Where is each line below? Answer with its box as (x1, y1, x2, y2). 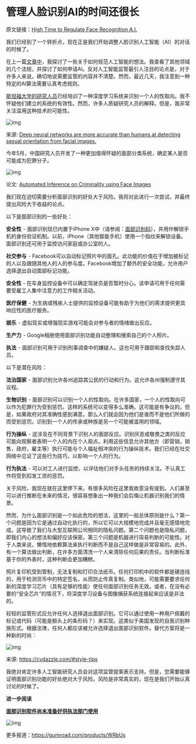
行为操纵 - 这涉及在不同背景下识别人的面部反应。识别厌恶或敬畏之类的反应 (6, 430, 185, 437)
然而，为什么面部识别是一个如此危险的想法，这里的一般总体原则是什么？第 (6, 511, 185, 518)
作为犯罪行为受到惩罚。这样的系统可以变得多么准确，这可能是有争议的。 (10, 403, 185, 410)
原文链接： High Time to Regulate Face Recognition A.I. (6, 26, 138, 33)
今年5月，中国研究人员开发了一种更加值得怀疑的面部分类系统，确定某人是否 (6, 149, 188, 156)
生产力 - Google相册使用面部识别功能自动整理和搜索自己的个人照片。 (6, 332, 172, 339)
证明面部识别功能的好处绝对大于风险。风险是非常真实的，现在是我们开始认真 (6, 675, 190, 682)
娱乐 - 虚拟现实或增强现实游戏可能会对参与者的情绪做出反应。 (6, 319, 155, 326)
